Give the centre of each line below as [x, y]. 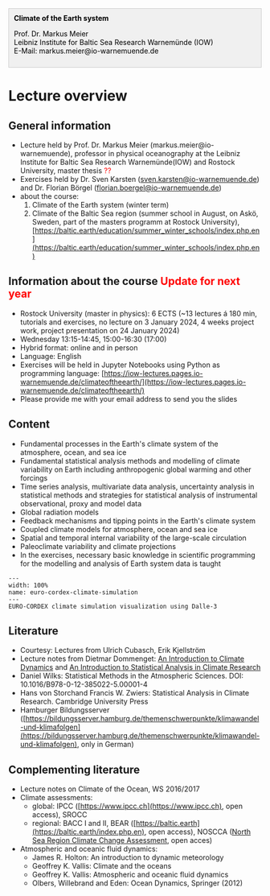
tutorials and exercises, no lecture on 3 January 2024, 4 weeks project [137, 322]
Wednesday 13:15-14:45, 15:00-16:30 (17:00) [93, 339]
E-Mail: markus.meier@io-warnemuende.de [86, 51]
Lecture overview [68, 96]
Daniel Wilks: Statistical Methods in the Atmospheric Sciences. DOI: [131, 676]
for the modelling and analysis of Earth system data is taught [120, 564]
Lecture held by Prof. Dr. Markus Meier [84, 145]
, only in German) [105, 745]
